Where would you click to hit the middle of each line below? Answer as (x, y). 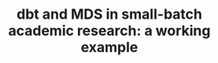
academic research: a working (109, 31)
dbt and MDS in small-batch (109, 14)
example (109, 47)
